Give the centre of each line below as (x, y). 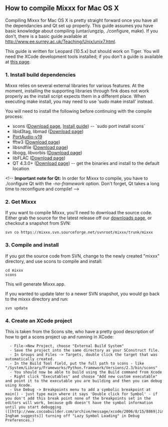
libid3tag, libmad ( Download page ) (48, 131)
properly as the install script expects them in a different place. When (75, 96)
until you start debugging (33, 407)
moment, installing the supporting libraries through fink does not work (77, 91)
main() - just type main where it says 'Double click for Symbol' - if (81, 394)
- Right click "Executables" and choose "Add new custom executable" (83, 377)
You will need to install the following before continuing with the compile (78, 111)
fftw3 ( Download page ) (36, 142)
